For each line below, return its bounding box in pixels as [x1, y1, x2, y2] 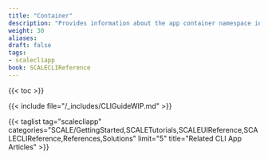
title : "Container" [8, 11, 73, 20]
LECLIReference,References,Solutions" [8, 133, 137, 143]
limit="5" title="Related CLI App [138, 133, 242, 143]
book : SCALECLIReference [8, 64, 91, 72]
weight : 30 [8, 26, 45, 34]
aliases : [8, 34, 37, 42]
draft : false [8, 42, 52, 50]
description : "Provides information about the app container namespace [8, 19, 251, 27]
